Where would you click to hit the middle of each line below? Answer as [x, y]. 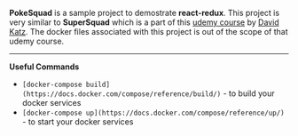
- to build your [249, 93]
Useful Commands [44, 67]
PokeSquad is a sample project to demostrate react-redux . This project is [145, 13]
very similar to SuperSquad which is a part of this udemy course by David [144, 22]
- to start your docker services [78, 122]
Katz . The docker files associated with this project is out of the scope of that [149, 32]
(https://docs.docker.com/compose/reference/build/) [122, 94]
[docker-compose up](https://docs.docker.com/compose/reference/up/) [153, 113]
